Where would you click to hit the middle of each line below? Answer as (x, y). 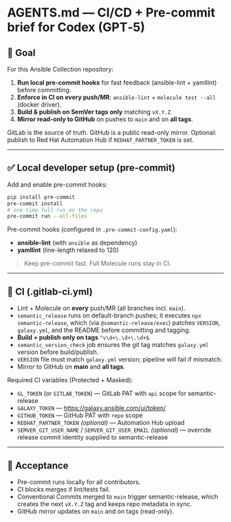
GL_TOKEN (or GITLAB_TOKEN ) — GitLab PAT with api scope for (102, 393)
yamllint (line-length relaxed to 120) (68, 250)
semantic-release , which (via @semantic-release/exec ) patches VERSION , (119, 323)
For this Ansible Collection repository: (60, 69)
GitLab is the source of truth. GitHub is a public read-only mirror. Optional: (112, 133)
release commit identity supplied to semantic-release (92, 437)
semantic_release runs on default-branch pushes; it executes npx (109, 315)
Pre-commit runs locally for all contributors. (79, 482)
